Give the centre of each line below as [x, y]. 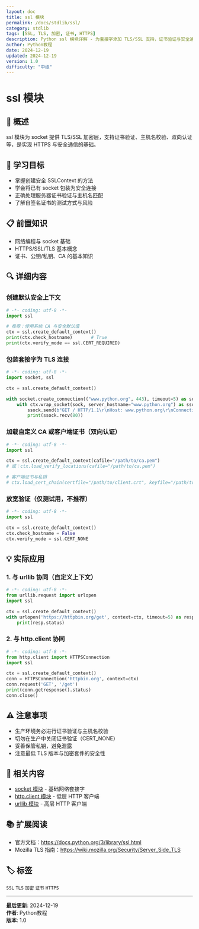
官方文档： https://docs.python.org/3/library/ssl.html [78, 842]
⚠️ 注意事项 [27, 716]
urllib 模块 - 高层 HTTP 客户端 [51, 804]
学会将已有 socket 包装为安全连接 [55, 188]
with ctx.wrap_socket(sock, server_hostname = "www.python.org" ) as [100, 404]
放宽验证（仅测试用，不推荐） [49, 499]
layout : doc [21, 12]
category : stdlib [28, 28]
